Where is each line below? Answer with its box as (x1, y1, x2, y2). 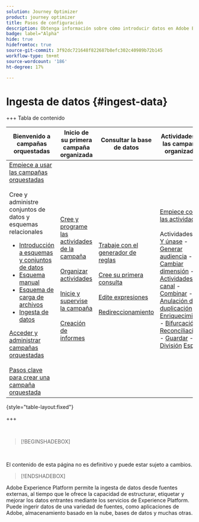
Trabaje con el (98, 241, 139, 250)
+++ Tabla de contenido (6, 114, 65, 122)
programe (60, 222, 88, 231)
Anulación (159, 297, 188, 305)
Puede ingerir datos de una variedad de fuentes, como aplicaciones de (6, 503, 179, 510)
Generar (159, 245, 183, 253)
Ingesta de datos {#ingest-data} (6, 95, 168, 108)
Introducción (19, 241, 54, 250)
